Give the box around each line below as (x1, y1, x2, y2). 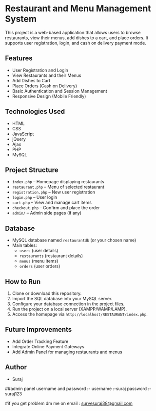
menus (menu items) (19, 258, 58, 264)
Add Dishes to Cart (12, 77, 51, 83)
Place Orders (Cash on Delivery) (12, 83, 77, 89)
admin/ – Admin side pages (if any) (12, 210, 82, 216)
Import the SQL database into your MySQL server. (12, 296, 113, 301)
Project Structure (5, 166, 58, 174)
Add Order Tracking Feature (12, 338, 69, 344)
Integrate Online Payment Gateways (12, 343, 84, 349)
